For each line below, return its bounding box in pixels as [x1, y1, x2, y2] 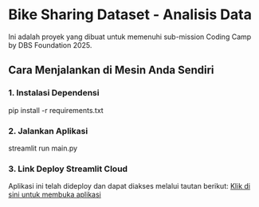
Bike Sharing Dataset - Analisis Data [8, 6, 253, 24]
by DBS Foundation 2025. [8, 40, 92, 49]
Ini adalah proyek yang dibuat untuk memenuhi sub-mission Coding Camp [8, 32, 252, 41]
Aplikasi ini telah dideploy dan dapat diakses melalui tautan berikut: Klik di [8, 182, 251, 191]
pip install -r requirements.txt [8, 105, 104, 115]
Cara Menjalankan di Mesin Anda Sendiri [8, 64, 214, 77]
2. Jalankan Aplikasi [8, 125, 88, 136]
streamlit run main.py [8, 143, 78, 153]
